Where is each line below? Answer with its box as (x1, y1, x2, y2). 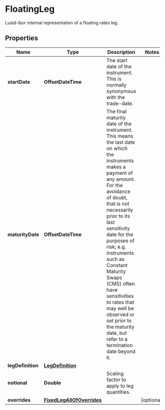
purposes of (106, 237, 135, 244)
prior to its (106, 213, 130, 220)
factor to (106, 376, 126, 383)
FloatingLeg (5, 3, 55, 15)
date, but (106, 329, 127, 336)
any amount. (106, 176, 135, 183)
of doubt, (106, 194, 128, 201)
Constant (106, 262, 128, 269)
